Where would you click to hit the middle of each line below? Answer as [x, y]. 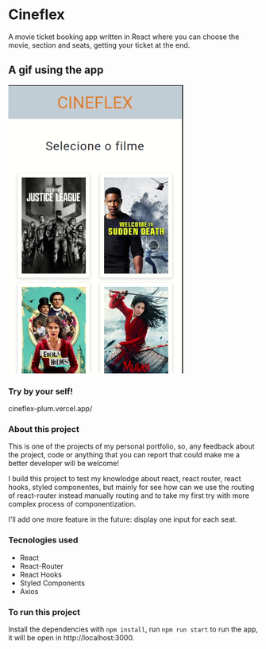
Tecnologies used [43, 540]
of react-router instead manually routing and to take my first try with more [129, 495]
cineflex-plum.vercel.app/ [50, 409]
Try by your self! [41, 391]
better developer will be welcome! [64, 464]
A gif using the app [56, 70]
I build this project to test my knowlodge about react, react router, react [125, 479]
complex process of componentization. [72, 504]
